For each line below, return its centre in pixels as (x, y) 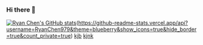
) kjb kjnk (82, 36)
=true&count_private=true (38, 36)
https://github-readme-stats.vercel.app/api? (133, 23)
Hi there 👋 (21, 10)
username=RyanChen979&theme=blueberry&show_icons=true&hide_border (101, 29)
